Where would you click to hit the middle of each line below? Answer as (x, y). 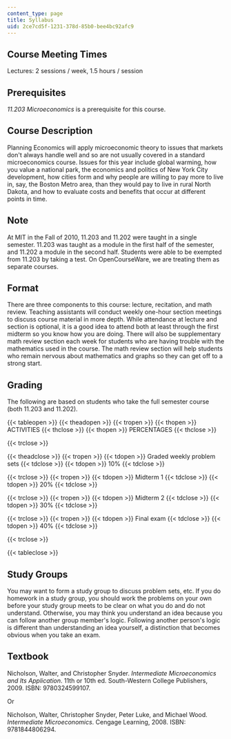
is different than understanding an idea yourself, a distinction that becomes (114, 628)
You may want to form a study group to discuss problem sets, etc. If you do (114, 591)
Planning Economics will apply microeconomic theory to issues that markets (115, 147)
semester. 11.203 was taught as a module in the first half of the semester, (111, 244)
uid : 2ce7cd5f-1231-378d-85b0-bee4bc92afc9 (71, 26)
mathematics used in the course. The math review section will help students (115, 348)
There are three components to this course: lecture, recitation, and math (110, 305)
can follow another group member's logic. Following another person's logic (114, 620)
